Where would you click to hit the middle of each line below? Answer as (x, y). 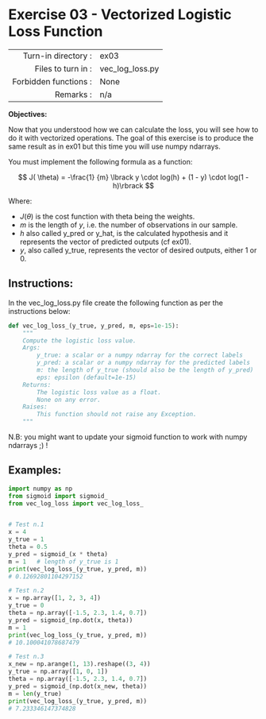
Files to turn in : (64, 68)
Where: (20, 201)
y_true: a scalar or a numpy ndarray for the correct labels (140, 355)
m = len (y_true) (35, 694)
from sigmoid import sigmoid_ (58, 496)
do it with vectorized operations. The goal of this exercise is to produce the (131, 137)
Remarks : (73, 95)
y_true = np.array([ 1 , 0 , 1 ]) (58, 672)
